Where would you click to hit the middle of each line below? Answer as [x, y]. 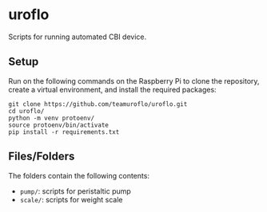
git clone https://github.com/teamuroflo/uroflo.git [98, 104]
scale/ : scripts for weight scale [71, 199]
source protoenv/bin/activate [59, 125]
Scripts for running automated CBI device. [77, 37]
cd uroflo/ [26, 111]
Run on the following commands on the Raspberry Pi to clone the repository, [134, 80]
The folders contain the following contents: [79, 175]
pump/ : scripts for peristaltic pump [76, 191]
